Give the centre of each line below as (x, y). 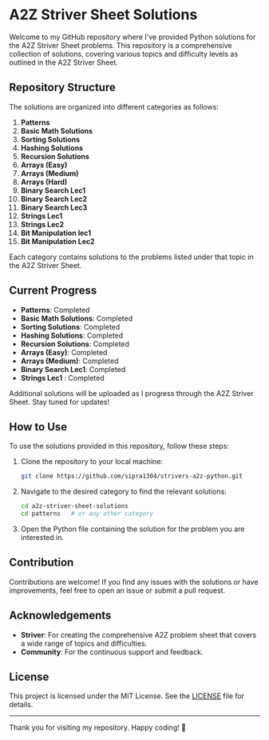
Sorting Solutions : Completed (70, 326)
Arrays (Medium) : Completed (69, 361)
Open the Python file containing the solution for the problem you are (133, 529)
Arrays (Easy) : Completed (64, 352)
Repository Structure (63, 88)
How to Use (38, 427)
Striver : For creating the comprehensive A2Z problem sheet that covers (138, 634)
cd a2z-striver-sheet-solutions (74, 506)
